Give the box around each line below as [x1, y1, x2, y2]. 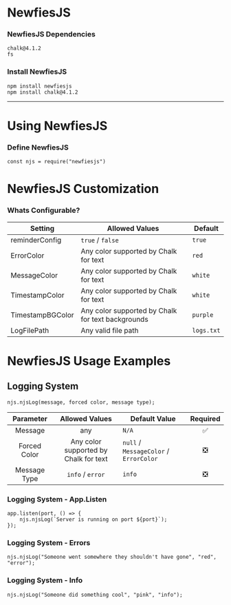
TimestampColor [10, 290, 65, 300]
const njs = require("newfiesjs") [7, 158, 107, 165]
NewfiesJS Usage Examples [7, 353, 171, 369]
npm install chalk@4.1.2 [7, 88, 78, 96]
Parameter [12, 413, 48, 423]
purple [192, 311, 214, 318]
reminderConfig [10, 235, 62, 245]
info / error [67, 469, 105, 479]
